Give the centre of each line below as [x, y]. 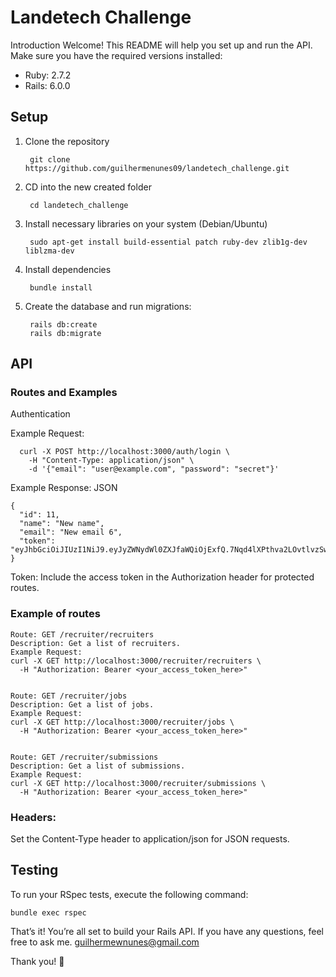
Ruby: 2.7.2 [48, 75]
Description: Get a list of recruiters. [96, 643]
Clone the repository [67, 141]
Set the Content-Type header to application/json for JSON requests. [150, 839]
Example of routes [55, 614]
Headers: [33, 817]
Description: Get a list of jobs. [82, 704]
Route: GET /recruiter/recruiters [82, 634]
